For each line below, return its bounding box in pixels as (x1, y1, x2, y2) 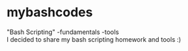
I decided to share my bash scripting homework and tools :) (6, 35, 182, 43)
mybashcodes (6, 4, 93, 21)
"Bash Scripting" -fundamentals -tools (6, 28, 119, 36)
